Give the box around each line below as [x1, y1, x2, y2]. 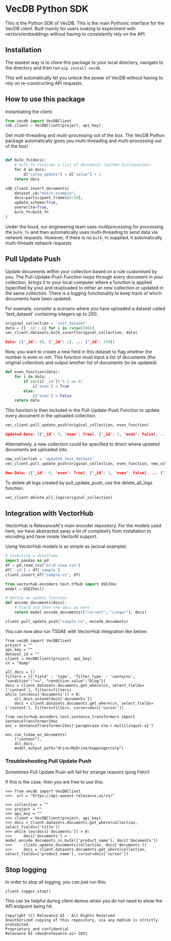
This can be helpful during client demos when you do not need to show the [5, 898, 163, 904]
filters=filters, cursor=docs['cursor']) [35, 705, 124, 710]
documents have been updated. [5, 295, 72, 302]
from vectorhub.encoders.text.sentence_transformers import [5, 714, 136, 719]
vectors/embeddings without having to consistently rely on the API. [5, 31, 146, 37]
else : [23, 388, 36, 394]
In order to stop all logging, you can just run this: [5, 879, 107, 885]
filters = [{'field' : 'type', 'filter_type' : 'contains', [5, 674, 136, 679]
